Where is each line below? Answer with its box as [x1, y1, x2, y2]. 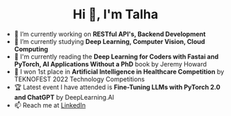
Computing [13, 45, 48, 53]
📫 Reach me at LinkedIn [13, 100, 86, 109]
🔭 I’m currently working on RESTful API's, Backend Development [13, 30, 206, 38]
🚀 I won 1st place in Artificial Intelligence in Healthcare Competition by [13, 67, 225, 76]
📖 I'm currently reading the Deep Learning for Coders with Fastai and [13, 52, 219, 61]
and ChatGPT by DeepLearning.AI [13, 93, 115, 101]
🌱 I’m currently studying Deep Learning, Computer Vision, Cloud [13, 37, 205, 45]
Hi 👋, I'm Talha [72, 6, 159, 23]
